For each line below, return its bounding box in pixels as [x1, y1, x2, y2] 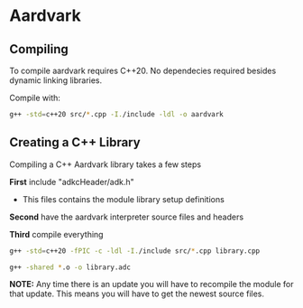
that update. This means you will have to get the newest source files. [9, 288, 264, 299]
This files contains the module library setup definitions [22, 193, 225, 204]
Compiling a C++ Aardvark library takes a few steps [9, 159, 201, 170]
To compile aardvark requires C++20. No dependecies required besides [9, 65, 277, 76]
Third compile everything [9, 229, 104, 239]
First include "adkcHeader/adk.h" [9, 176, 135, 187]
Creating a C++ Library [9, 135, 142, 150]
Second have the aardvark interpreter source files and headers [9, 211, 244, 222]
